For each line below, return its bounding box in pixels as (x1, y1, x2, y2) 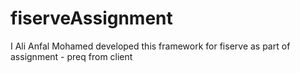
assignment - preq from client (10, 50, 133, 62)
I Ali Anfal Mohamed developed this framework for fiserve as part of (10, 40, 291, 52)
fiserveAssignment (10, 7, 173, 30)
